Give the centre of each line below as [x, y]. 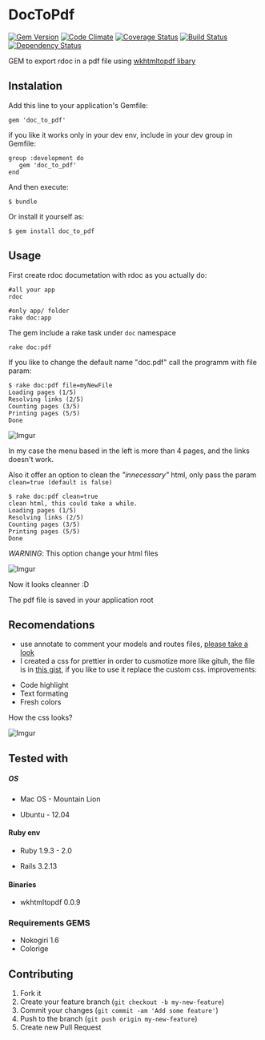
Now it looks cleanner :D [49, 584]
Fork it [30, 994]
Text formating [44, 693]
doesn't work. [31, 459]
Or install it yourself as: [46, 216]
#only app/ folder [39, 311]
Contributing [41, 974]
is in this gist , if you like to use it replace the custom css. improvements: [139, 669]
